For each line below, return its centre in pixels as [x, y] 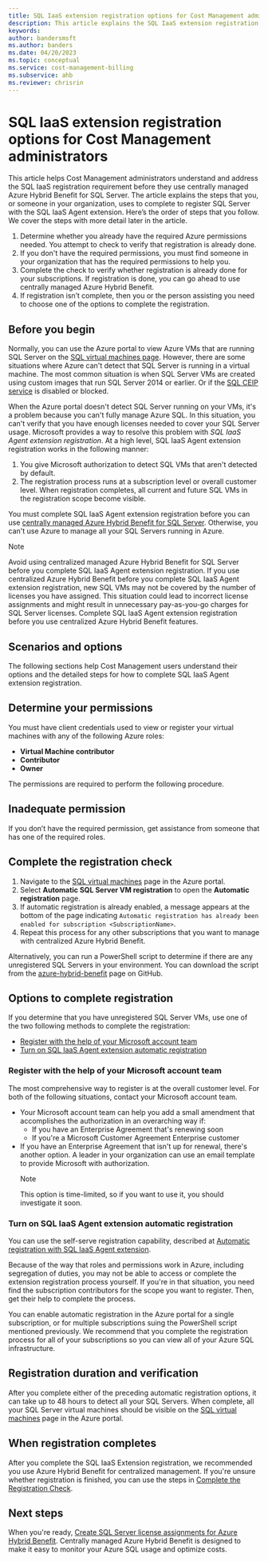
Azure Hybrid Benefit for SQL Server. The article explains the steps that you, [134, 195]
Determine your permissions [81, 708]
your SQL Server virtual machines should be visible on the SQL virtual [122, 1409]
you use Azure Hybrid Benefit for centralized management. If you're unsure [132, 1471]
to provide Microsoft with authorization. [85, 1163]
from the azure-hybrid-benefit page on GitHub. [86, 973]
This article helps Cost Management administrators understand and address [133, 178]
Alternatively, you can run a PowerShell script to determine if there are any [131, 956]
